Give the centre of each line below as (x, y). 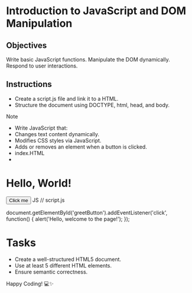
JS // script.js (48, 200)
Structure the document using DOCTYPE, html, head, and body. (92, 105)
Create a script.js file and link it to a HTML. (66, 98)
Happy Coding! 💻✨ (30, 284)
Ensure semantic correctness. (51, 272)
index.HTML (30, 153)
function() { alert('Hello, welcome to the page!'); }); (68, 219)
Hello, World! (39, 183)
